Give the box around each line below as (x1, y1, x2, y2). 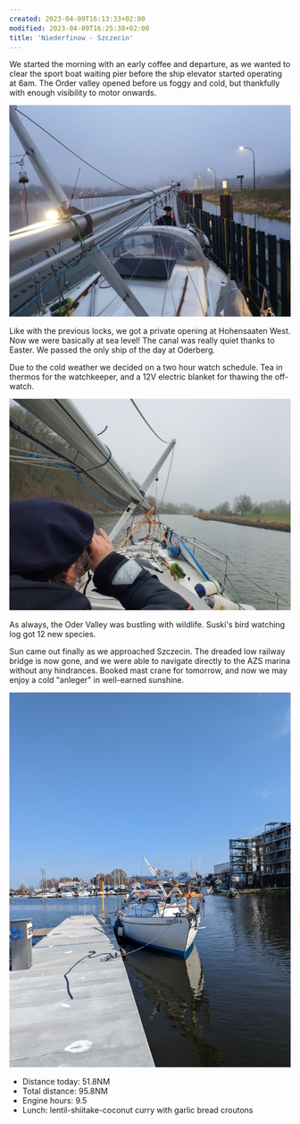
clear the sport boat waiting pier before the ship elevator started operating (9, 68, 283, 80)
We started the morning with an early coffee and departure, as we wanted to (9, 59, 291, 70)
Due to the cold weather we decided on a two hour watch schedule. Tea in (9, 362, 283, 373)
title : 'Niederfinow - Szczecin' (9, 33, 134, 42)
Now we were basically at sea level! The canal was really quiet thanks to (9, 336, 275, 346)
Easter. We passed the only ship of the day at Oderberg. (9, 345, 216, 355)
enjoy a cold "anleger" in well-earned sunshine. (9, 675, 185, 685)
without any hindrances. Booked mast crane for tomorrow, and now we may (9, 665, 288, 676)
